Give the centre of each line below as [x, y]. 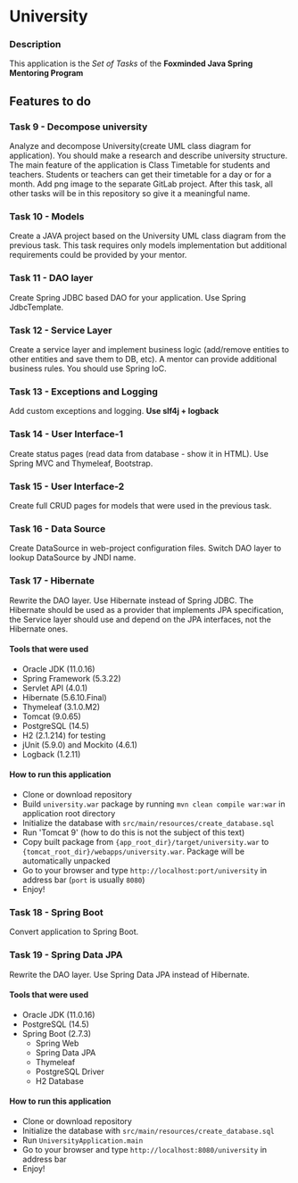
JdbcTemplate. [37, 307]
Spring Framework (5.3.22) [72, 678]
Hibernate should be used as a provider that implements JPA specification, [146, 609]
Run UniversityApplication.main [83, 1140]
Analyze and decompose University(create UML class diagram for [130, 146]
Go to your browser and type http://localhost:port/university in [145, 870]
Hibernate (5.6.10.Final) [64, 697]
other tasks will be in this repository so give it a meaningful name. [130, 194]
